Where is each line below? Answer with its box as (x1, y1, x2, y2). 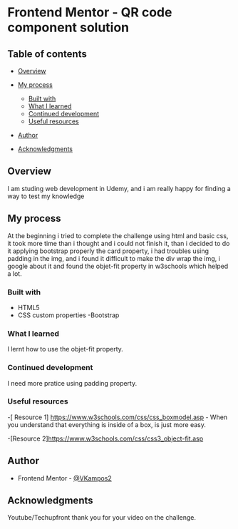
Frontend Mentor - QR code (7, 4, 172, 21)
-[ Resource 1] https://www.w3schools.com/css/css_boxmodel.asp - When (7, 413, 228, 421)
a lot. (7, 269, 23, 278)
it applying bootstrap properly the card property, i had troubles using (7, 247, 209, 255)
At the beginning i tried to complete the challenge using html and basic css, (7, 231, 229, 240)
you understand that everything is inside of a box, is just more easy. (7, 420, 207, 428)
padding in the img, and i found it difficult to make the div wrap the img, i (7, 254, 221, 262)
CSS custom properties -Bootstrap (17, 311, 120, 319)
